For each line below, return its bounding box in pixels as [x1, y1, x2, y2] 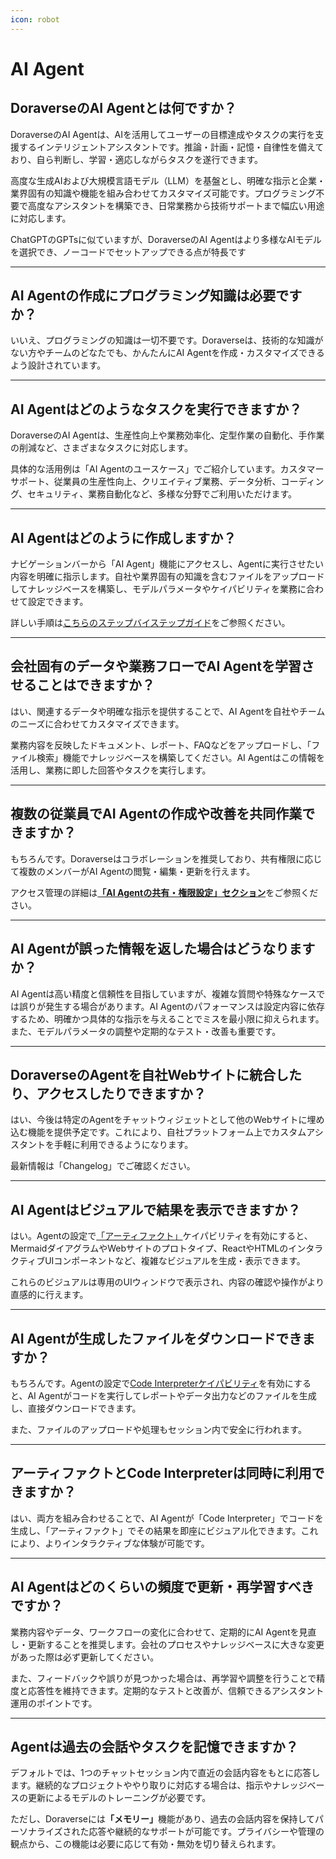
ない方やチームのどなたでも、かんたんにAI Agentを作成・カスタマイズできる [10, 347, 325, 359]
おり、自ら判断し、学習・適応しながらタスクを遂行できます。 [10, 153, 264, 165]
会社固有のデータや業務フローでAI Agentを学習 [10, 658, 302, 675]
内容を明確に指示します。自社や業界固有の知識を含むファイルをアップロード [10, 571, 325, 583]
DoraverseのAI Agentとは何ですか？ [10, 100, 237, 117]
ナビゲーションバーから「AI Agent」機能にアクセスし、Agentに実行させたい [10, 558, 324, 570]
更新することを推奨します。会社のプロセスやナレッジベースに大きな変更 [27, 1638, 325, 1650]
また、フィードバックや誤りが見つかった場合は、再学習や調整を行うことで [10, 1672, 317, 1684]
